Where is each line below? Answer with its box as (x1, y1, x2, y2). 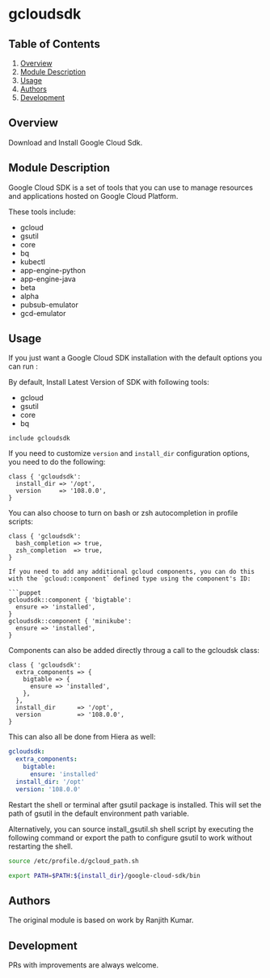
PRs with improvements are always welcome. (8, 960, 159, 970)
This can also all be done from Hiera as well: (8, 732, 156, 742)
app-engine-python (19, 265, 86, 275)
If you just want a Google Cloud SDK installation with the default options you (8, 353, 263, 363)
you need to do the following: (8, 457, 106, 467)
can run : (8, 361, 38, 372)
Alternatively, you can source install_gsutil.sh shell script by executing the (8, 824, 254, 833)
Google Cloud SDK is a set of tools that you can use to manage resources (8, 183, 253, 192)
